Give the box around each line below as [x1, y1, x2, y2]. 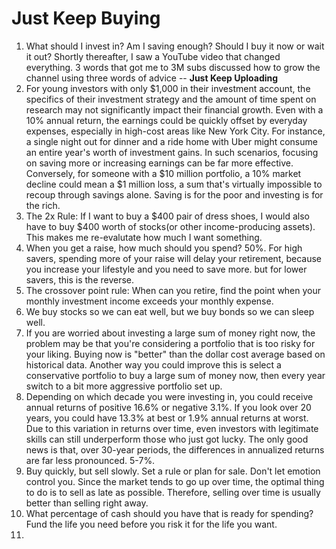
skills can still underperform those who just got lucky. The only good [25, 433, 309, 445]
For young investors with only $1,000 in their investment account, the [25, 82, 311, 94]
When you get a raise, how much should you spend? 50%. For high [25, 242, 303, 254]
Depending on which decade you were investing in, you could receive [25, 390, 314, 402]
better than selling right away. [25, 497, 149, 509]
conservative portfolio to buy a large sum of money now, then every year [25, 369, 326, 381]
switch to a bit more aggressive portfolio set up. [25, 380, 223, 392]
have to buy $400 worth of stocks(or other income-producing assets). [25, 220, 316, 232]
